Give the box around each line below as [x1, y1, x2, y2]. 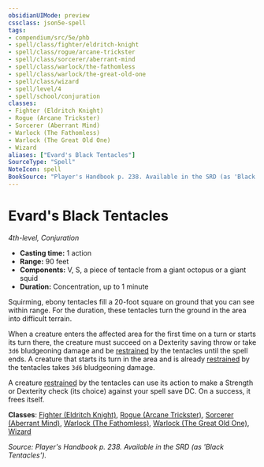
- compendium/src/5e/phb [8, 33, 90, 42]
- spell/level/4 [8, 84, 61, 93]
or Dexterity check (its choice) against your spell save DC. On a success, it [8, 386, 251, 395]
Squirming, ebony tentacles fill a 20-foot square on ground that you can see [8, 297, 255, 306]
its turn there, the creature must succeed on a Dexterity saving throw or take [8, 337, 257, 347]
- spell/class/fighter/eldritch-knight [8, 41, 139, 49]
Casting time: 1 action [19, 248, 92, 257]
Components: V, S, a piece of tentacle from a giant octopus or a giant [19, 265, 247, 275]
